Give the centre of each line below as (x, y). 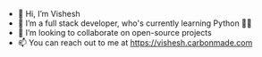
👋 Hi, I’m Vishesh (49, 14)
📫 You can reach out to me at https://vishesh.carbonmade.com (135, 43)
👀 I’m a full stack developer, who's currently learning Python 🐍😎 (135, 23)
